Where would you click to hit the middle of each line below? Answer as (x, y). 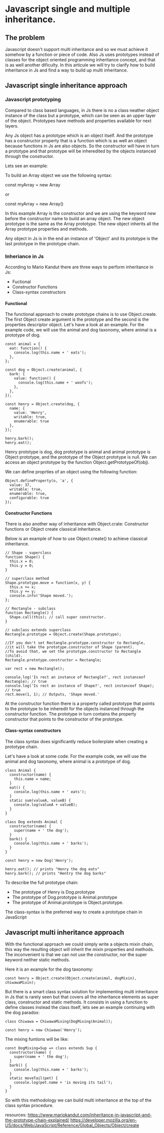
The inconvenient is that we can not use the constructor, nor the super (76, 954)
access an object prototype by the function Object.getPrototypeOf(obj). (77, 463)
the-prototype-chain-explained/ (37, 1120)
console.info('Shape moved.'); (41, 596)
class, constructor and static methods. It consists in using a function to (76, 1002)
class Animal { (21, 770)
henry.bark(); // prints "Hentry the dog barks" (56, 873)
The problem (25, 38)
